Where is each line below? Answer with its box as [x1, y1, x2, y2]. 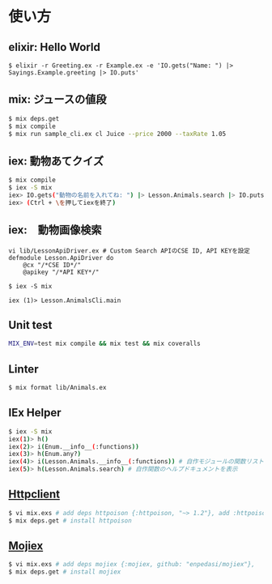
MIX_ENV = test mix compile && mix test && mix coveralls [8, 339, 201, 348]
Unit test [8, 318, 53, 332]
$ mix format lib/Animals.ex [8, 384, 107, 392]
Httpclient [8, 488, 61, 501]
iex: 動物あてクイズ [8, 154, 104, 168]
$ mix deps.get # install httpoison [8, 516, 132, 525]
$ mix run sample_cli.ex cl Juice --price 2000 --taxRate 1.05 [8, 130, 227, 138]
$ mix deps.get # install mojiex [8, 568, 121, 576]
